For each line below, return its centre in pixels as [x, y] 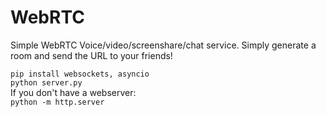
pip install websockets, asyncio [80, 74]
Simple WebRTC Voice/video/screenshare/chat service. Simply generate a [163, 45]
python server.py [46, 82]
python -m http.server [57, 102]
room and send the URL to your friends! [91, 55]
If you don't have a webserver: [73, 92]
